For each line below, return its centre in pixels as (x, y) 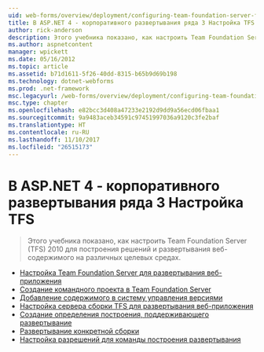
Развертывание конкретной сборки (79, 332)
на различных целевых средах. (128, 258)
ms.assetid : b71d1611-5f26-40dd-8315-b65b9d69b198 (93, 74)
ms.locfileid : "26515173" (50, 147)
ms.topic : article (38, 67)
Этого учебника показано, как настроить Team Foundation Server (137, 241)
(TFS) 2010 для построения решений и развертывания (119, 249)
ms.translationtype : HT (47, 125)
